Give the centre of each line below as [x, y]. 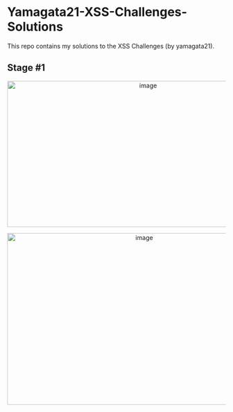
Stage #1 [26, 68]
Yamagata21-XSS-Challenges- [97, 12]
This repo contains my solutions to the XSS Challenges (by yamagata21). [111, 46]
